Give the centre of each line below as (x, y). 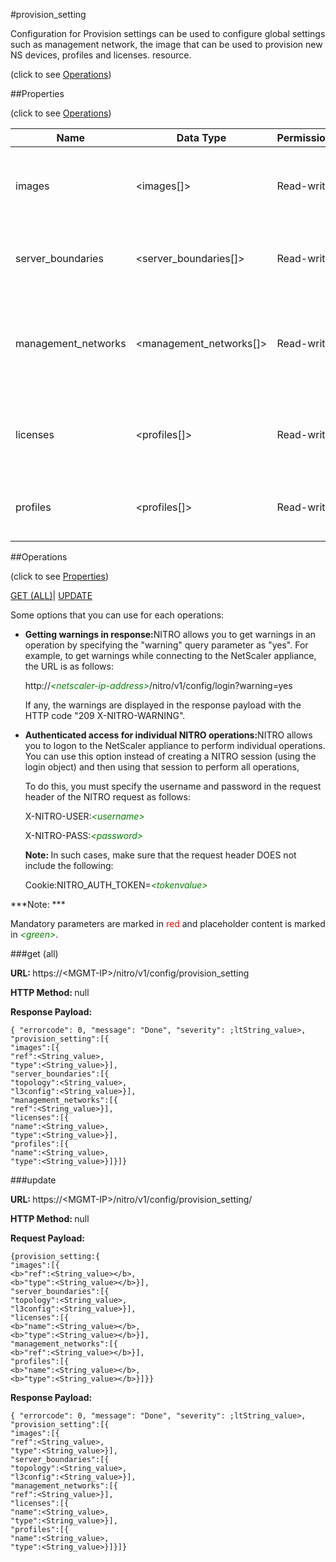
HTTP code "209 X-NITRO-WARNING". (105, 715)
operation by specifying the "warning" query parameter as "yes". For (166, 645)
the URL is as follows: (69, 666)
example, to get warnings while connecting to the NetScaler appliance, (170, 655)
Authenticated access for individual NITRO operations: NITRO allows (168, 735)
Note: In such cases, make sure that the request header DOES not (160, 855)
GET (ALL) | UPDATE (51, 595)
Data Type (201, 137)
